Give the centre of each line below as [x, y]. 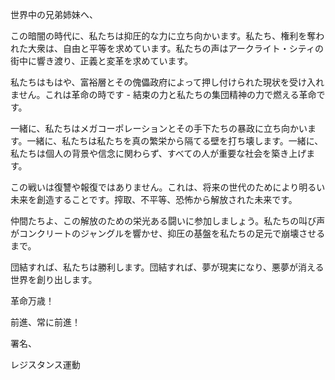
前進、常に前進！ [45, 322]
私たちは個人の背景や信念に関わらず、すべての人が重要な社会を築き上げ [158, 153]
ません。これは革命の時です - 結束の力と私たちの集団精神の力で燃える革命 [163, 94]
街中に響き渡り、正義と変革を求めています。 [102, 61]
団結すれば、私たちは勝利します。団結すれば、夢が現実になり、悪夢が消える [167, 267]
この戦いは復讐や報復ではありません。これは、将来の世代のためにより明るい [168, 187]
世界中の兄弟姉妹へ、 [54, 14]
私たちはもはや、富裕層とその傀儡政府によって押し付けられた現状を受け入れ [167, 82]
